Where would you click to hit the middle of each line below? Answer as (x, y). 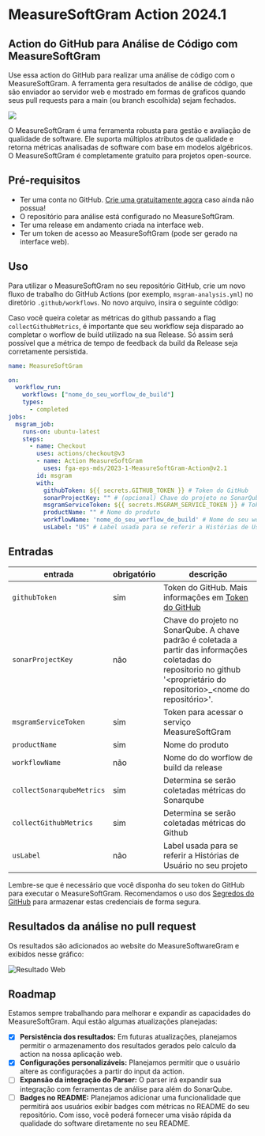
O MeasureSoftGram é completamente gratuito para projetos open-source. (130, 155)
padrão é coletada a (200, 640)
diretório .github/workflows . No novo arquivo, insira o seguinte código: (123, 302)
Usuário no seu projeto (205, 865)
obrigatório (134, 574)
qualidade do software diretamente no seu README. (105, 1123)
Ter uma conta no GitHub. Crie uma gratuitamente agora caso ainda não (137, 199)
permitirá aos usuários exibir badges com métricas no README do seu (134, 1106)
